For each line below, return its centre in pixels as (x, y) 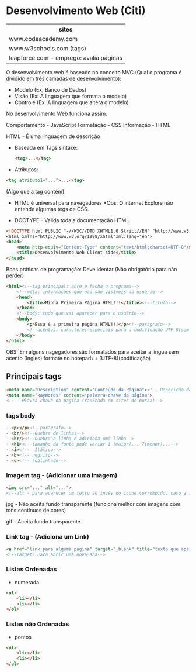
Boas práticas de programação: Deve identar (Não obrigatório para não (92, 269)
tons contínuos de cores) (36, 511)
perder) (15, 275)
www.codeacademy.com (43, 39)
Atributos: (26, 169)
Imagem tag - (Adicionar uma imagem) (62, 475)
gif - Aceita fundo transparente (43, 522)
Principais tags (34, 376)
